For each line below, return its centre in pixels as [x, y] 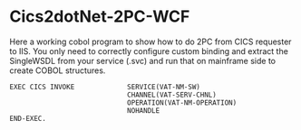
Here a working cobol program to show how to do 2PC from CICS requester [150, 42]
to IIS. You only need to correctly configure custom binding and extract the [149, 51]
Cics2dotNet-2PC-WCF [100, 17]
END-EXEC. [28, 118]
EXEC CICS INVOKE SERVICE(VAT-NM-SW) [105, 87]
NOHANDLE [143, 110]
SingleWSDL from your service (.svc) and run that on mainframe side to [143, 60]
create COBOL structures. [58, 70]
